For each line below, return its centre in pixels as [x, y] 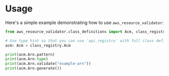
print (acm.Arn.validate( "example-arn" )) [48, 64]
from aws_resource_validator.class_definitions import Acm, [70, 31]
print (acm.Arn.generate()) [33, 68]
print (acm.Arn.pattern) [30, 54]
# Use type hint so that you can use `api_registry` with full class [80, 40]
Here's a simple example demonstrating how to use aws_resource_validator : [84, 22]
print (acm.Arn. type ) [27, 59]
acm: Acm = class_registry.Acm [38, 45]
